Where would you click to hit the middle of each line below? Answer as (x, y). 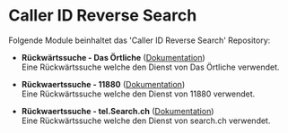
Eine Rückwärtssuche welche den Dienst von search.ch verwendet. (146, 121)
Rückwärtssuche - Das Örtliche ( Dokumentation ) (113, 57)
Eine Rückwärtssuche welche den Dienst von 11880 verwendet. (138, 94)
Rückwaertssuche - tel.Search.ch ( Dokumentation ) (118, 111)
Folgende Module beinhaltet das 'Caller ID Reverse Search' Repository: (140, 40)
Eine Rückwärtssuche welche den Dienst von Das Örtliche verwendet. (150, 67)
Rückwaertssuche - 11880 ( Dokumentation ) (103, 84)
